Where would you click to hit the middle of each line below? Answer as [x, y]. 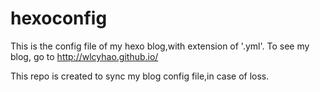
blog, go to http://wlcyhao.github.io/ [84, 56]
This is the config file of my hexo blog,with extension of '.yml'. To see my [160, 46]
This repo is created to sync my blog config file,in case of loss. [140, 76]
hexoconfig [59, 18]
